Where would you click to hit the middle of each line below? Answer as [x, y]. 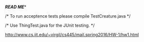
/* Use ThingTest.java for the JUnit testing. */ [50, 25]
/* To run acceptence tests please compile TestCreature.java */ [68, 16]
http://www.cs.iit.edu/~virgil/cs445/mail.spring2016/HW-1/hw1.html [72, 35]
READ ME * [16, 7]
